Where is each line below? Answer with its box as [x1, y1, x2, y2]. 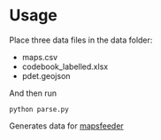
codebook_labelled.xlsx [21, 61, 109, 72]
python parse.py [9, 105, 69, 113]
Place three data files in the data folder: [9, 35, 153, 45]
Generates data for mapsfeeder [9, 121, 124, 131]
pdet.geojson [21, 70, 71, 81]
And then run [9, 88, 57, 98]
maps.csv [21, 51, 58, 62]
